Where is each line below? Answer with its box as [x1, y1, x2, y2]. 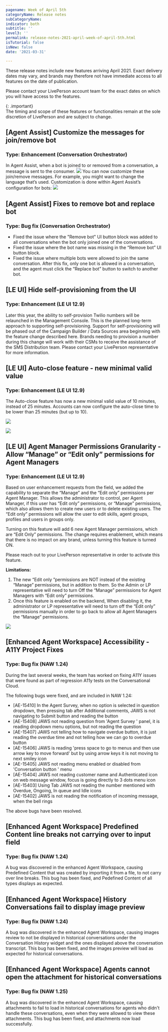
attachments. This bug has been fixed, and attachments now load [5, 1015, 140, 1021]
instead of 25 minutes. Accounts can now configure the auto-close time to [5, 403, 159, 409]
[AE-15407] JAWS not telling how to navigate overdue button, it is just [12, 728, 156, 735]
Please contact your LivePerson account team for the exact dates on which [5, 88, 160, 94]
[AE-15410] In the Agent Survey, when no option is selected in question [12, 702, 159, 708]
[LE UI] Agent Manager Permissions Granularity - [5, 442, 161, 451]
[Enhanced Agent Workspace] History [5, 895, 127, 904]
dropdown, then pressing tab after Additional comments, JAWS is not [12, 707, 155, 713]
